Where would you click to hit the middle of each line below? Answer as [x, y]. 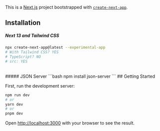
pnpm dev [14, 114]
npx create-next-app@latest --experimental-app [55, 48]
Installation [23, 23]
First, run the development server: [40, 86]
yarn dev [14, 104]
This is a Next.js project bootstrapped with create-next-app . [67, 7]
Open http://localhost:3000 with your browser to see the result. [70, 123]
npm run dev [17, 95]
